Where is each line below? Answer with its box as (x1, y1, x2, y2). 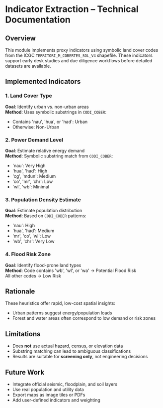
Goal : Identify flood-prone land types (5, 262, 81, 268)
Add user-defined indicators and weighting (12, 397, 100, 403)
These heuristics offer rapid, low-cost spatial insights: (5, 300, 115, 306)
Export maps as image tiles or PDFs (12, 392, 85, 398)
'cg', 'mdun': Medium (12, 173, 56, 179)
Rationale (5, 287, 35, 295)
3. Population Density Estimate (5, 196, 81, 203)
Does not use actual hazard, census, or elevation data (12, 343, 123, 349)
